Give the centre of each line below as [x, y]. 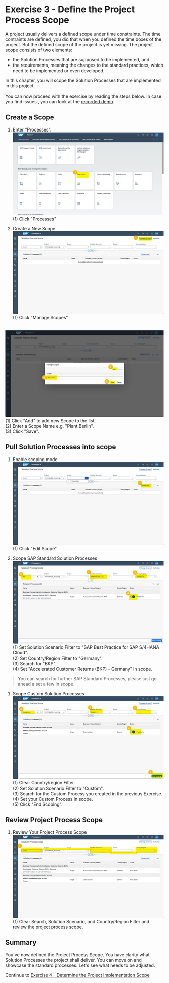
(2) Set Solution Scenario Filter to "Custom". [58, 788]
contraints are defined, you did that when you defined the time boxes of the [83, 39]
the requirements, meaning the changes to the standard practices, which [88, 65]
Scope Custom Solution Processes [48, 693]
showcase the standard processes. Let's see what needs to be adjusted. [80, 965]
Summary [21, 942]
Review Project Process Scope [54, 820]
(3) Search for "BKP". [34, 663]
